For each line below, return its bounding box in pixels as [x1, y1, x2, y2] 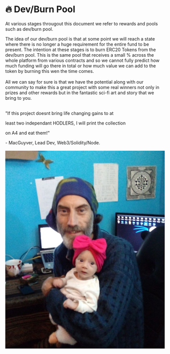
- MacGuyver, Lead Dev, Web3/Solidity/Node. [5, 139, 100, 145]
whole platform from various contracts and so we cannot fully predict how [5, 57, 160, 63]
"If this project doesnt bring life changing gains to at [5, 110, 114, 116]
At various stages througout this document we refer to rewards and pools [5, 20, 158, 26]
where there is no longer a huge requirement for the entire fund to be [5, 41, 149, 47]
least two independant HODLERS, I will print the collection [5, 120, 126, 126]
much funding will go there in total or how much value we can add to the [5, 62, 156, 69]
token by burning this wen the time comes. [5, 68, 95, 74]
